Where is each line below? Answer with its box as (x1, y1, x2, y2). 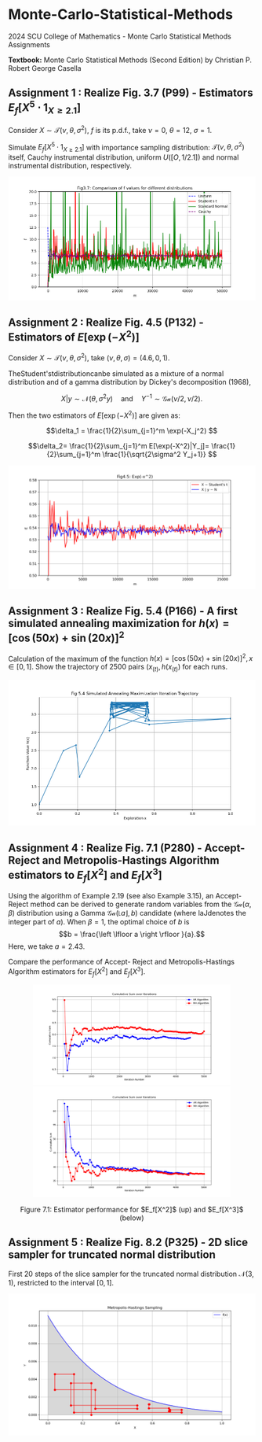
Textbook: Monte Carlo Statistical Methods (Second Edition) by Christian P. (8, 55, 253, 65)
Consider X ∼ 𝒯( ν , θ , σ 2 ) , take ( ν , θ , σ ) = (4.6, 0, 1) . (8, 352, 170, 363)
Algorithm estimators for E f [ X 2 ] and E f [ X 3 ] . (8, 965, 146, 978)
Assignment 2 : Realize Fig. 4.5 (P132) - (8, 316, 204, 330)
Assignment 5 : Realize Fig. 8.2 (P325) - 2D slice (8, 1236, 249, 1249)
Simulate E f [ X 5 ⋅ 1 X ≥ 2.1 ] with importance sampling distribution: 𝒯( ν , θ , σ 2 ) (8, 141, 245, 154)
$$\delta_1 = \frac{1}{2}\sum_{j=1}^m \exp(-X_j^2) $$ (45, 426, 218, 435)
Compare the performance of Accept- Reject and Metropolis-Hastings (8, 957, 235, 967)
